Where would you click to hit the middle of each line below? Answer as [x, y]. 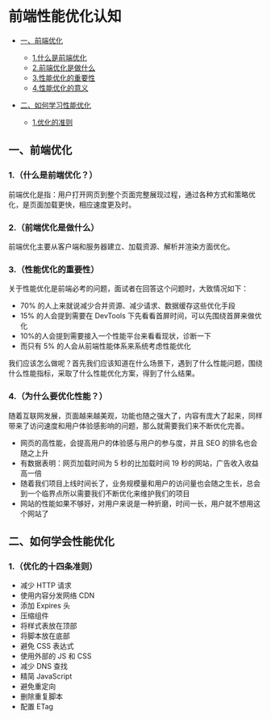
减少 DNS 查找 [44, 666]
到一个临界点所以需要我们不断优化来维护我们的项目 [105, 493]
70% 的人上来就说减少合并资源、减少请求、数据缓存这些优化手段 [128, 306]
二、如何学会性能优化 [61, 541]
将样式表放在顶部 [48, 626]
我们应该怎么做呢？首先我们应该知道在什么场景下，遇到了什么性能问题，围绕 [135, 364]
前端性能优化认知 [65, 17]
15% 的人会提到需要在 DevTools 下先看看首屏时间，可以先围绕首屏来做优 [141, 316]
